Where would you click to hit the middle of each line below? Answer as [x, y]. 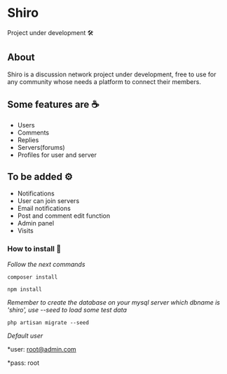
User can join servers [48, 201]
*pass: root [23, 363]
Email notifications [44, 209]
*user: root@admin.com [42, 349]
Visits [25, 231]
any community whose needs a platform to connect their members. [104, 81]
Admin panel [36, 223]
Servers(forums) [41, 147]
